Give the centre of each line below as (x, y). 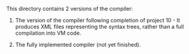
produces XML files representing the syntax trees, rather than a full (99, 27)
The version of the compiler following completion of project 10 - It (98, 20)
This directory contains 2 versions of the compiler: (70, 9)
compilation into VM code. (48, 33)
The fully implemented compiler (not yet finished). (78, 45)
